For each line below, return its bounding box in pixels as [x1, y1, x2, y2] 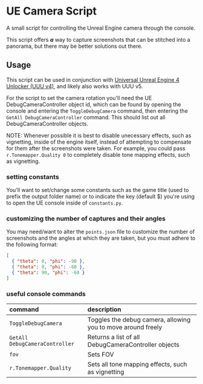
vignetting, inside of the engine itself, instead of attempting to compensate [6, 138, 192, 145]
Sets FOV [87, 350, 114, 359]
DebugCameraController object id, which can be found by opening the [6, 101, 181, 108]
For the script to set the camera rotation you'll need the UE [6, 94, 152, 101]
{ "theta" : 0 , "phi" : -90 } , [11, 259, 85, 265]
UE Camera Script [6, 4, 97, 18]
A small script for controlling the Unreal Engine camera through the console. [6, 24, 196, 31]
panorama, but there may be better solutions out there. [6, 42, 143, 50]
